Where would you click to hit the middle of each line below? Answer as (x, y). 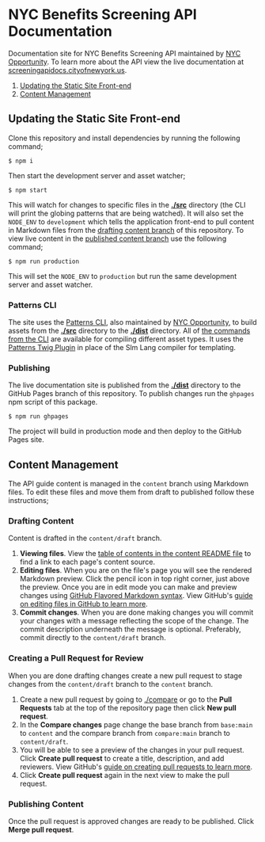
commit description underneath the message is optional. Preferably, (130, 629)
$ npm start (28, 190)
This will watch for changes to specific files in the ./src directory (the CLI (127, 204)
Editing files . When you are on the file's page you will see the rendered (136, 570)
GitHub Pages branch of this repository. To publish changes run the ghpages (131, 394)
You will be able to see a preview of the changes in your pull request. (132, 749)
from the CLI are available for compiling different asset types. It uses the (126, 339)
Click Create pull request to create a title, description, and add (122, 758)
